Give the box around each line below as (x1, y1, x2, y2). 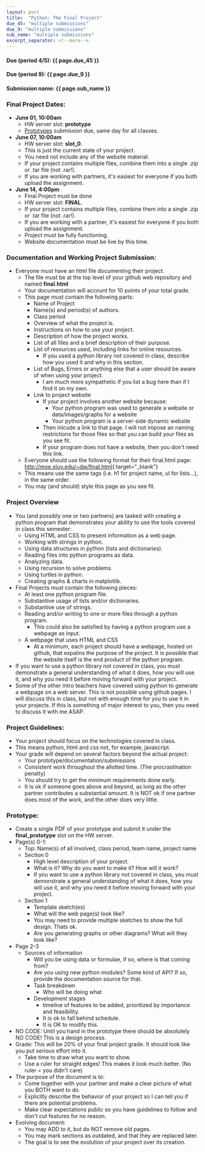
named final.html (24, 280, 69, 288)
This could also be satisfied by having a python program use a (33, 623, 191, 630)
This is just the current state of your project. (24, 147, 136, 154)
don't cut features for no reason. (24, 1113, 106, 1120)
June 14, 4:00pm (15, 186, 60, 194)
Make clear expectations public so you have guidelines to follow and (24, 1106, 197, 1113)
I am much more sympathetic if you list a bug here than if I (42, 378, 190, 386)
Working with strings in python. (24, 538, 103, 546)
